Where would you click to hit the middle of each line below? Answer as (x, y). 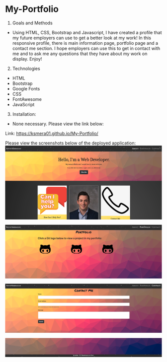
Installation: (24, 114)
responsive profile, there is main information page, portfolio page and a (85, 43)
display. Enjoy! (27, 59)
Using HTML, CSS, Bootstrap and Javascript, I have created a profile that (87, 32)
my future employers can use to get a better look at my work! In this (82, 38)
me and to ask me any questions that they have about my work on (80, 54)
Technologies (26, 69)
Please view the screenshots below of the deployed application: (71, 143)
